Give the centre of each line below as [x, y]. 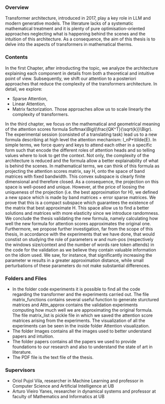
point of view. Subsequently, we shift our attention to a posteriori [71, 79]
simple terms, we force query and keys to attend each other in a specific [79, 145]
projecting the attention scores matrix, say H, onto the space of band [75, 171]
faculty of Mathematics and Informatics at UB [58, 397]
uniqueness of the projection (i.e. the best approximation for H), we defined [82, 192]
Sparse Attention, [30, 98]
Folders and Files [26, 278]
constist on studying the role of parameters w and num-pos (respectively [79, 239]
